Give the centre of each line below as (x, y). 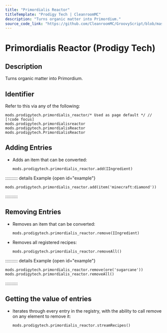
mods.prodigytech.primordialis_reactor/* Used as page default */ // (79, 115)
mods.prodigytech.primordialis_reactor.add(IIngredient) (73, 169)
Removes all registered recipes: (44, 242)
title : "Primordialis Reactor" (38, 10)
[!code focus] (20, 120)
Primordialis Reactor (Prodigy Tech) (80, 48)
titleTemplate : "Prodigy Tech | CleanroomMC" (53, 14)
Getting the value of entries (48, 299)
